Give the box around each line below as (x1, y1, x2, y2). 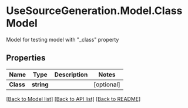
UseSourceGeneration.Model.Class (6, 4, 183, 18)
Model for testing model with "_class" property (6, 36, 119, 43)
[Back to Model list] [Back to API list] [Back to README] (6, 95, 141, 102)
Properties (6, 53, 46, 63)
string (31, 80, 49, 89)
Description (54, 70, 88, 79)
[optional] (93, 80, 120, 89)
